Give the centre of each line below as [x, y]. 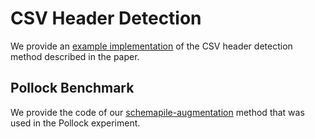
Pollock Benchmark [72, 88]
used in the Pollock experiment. [75, 123]
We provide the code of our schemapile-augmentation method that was [157, 112]
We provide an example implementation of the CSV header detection [151, 46]
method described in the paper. [75, 56]
